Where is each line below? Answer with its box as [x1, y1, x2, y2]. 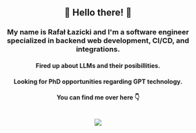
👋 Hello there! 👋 [64, 7, 132, 19]
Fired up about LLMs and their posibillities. [35, 61, 161, 69]
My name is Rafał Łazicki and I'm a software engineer [7, 27, 189, 37]
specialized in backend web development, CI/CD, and [6, 36, 190, 45]
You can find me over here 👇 [57, 93, 139, 101]
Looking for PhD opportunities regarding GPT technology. [13, 77, 183, 86]
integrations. [76, 45, 120, 54]
